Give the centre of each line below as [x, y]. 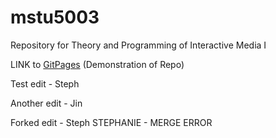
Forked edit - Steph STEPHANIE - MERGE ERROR [111, 122]
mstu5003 [55, 17]
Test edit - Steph [45, 83]
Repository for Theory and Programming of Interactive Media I [138, 45]
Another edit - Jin [46, 103]
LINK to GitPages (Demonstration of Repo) [97, 64]
